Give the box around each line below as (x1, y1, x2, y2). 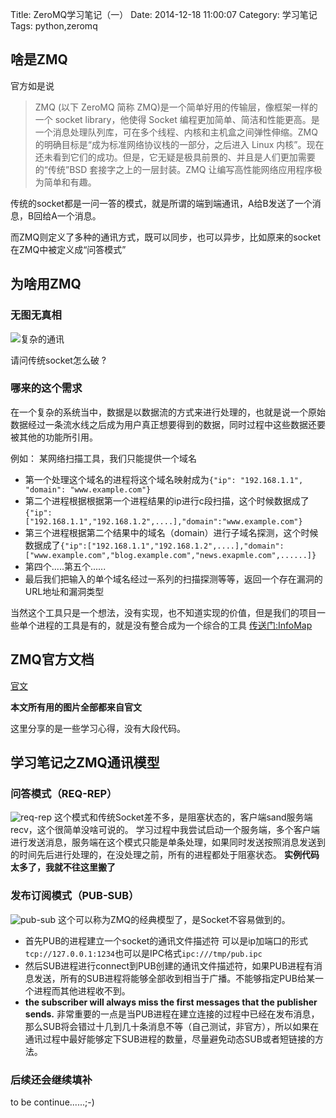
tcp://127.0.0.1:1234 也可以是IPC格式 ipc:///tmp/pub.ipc (24, 947, 263, 959)
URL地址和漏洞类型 (24, 585, 105, 597)
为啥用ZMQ (10, 276, 82, 293)
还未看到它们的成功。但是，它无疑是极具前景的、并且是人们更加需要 (34, 151, 316, 163)
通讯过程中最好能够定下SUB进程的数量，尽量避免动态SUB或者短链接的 (24, 1033, 315, 1045)
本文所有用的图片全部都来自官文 (10, 701, 142, 713)
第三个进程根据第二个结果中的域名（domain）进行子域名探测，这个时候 (24, 526, 319, 538)
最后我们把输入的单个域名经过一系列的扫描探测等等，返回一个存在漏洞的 (24, 573, 323, 585)
